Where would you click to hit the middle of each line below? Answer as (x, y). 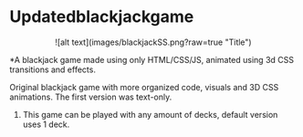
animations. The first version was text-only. (91, 97)
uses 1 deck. (46, 124)
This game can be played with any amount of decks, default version (150, 114)
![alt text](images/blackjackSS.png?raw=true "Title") (153, 42)
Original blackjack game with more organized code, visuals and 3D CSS (144, 87)
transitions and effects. (52, 69)
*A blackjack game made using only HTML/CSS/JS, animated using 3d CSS (152, 59)
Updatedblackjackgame (102, 17)
